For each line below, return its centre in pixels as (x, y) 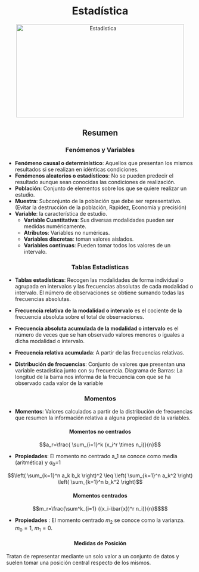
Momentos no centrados (100, 431)
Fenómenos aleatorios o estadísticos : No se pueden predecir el (94, 175)
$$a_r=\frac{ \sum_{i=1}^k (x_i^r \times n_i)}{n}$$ (100, 444)
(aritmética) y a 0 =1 (38, 463)
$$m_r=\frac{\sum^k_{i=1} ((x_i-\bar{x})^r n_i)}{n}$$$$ (100, 509)
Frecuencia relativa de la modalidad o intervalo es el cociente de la (98, 310)
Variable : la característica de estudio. (61, 213)
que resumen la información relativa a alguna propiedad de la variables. (102, 418)
